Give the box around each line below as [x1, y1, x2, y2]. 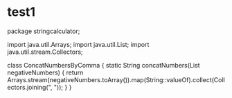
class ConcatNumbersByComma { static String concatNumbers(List [7, 61, 200, 69]
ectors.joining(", [7, 83, 53, 91]
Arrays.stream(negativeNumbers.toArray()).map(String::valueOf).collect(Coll [7, 75, 225, 84]
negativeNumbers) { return [7, 68, 84, 77]
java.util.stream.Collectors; [7, 48, 83, 56]
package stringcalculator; [7, 27, 80, 35]
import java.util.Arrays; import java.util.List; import [7, 40, 150, 48]
